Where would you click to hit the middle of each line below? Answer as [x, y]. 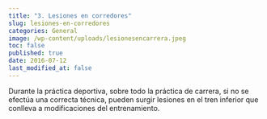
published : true [36, 53]
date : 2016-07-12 [38, 61]
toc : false [27, 46]
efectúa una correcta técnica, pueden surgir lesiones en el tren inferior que [133, 99]
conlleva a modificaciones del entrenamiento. [84, 108]
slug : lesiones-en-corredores [59, 23]
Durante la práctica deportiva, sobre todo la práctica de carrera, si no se [129, 91]
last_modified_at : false [50, 68]
